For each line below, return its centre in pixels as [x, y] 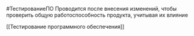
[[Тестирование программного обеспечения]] [65, 27]
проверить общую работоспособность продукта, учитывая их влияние [97, 15]
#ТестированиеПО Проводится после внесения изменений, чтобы [92, 9]
